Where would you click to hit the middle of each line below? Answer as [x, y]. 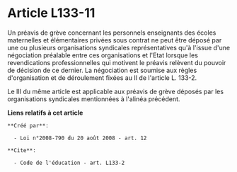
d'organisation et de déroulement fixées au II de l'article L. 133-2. [102, 78]
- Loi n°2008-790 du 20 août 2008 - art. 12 [80, 138]
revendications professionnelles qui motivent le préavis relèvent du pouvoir [117, 62]
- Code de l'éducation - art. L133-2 [69, 163]
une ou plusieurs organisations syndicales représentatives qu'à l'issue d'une [119, 47]
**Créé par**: [28, 125]
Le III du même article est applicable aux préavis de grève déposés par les [116, 91]
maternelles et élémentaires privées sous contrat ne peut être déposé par [115, 40]
